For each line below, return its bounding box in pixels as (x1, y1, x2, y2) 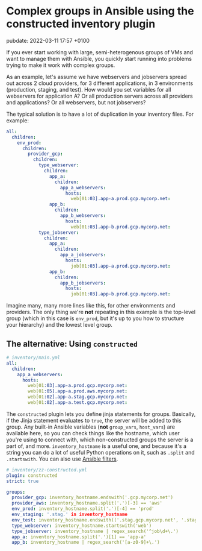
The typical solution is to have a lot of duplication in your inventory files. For (6, 110, 194, 118)
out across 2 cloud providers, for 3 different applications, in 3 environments (6, 80, 194, 87)
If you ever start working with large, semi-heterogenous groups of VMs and (6, 48, 194, 55)
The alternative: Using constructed (6, 339, 138, 349)
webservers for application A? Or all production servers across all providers (6, 92, 194, 99)
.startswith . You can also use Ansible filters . (6, 455, 118, 462)
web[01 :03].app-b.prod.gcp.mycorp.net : (70, 224, 171, 230)
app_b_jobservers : (60, 280, 106, 286)
